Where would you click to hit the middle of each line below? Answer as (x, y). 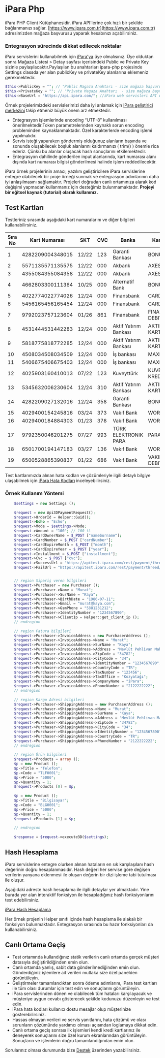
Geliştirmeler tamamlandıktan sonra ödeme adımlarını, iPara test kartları (84, 983)
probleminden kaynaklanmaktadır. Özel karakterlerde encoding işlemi (82, 130)
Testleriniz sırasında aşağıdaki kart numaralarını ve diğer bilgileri (70, 220)
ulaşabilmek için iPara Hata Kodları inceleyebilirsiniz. (58, 481)
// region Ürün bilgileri (41, 755)
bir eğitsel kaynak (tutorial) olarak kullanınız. (52, 192)
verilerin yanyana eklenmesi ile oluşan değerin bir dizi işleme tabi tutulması (81, 874)
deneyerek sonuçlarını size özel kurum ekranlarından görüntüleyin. (80, 1035)
